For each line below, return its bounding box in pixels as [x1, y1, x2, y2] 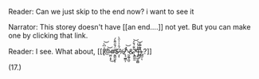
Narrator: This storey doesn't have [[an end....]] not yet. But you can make [8, 22, 251, 31]
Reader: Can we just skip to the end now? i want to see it [8, 7, 194, 16]
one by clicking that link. [8, 31, 88, 40]
